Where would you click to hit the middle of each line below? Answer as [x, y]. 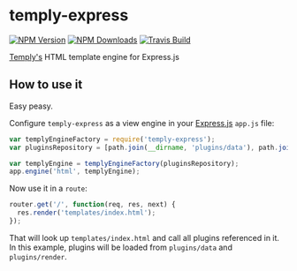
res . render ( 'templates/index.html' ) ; [87, 213]
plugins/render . [38, 256]
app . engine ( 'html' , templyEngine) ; [75, 172]
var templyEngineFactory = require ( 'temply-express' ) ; [112, 139]
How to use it [46, 85]
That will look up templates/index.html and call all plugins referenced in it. [145, 237]
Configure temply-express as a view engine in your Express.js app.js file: [142, 123]
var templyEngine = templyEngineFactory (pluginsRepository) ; [124, 163]
